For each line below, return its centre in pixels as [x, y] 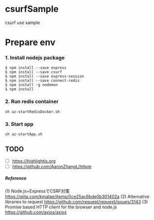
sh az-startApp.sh [24, 134]
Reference [16, 178]
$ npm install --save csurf [34, 72]
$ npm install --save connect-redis [42, 81]
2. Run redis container [32, 101]
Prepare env [30, 42]
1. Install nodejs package [35, 58]
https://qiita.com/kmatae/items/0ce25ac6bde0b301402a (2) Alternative [77, 196]
